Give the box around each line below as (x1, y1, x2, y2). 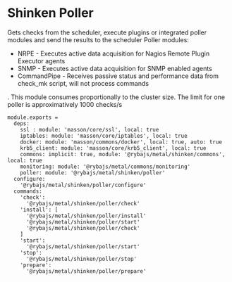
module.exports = (7, 114, 59, 121)
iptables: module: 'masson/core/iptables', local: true (20, 132, 188, 139)
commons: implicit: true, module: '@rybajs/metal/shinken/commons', (20, 150, 226, 158)
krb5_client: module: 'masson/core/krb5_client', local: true (20, 144, 207, 152)
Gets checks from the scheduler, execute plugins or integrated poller (7, 28, 207, 37)
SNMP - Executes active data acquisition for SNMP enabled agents (17, 64, 213, 72)
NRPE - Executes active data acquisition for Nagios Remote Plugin (17, 49, 210, 58)
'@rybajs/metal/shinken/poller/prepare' (25, 267, 147, 275)
